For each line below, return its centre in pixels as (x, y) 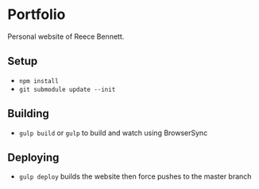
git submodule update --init (67, 89)
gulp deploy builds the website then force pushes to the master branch (135, 176)
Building (28, 113)
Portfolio (37, 15)
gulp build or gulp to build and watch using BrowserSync (113, 133)
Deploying (33, 157)
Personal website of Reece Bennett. (66, 36)
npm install (39, 81)
